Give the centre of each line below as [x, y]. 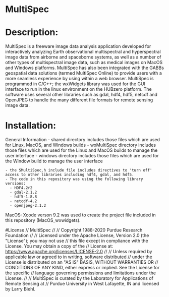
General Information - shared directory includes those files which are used [83, 140]
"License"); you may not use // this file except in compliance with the [77, 241]
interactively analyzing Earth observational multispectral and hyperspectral [83, 52]
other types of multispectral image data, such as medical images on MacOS [84, 63]
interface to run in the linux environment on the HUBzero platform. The [79, 89]
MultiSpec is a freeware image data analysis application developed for [78, 46]
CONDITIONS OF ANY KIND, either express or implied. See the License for [82, 268]
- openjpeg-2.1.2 [28, 206]
